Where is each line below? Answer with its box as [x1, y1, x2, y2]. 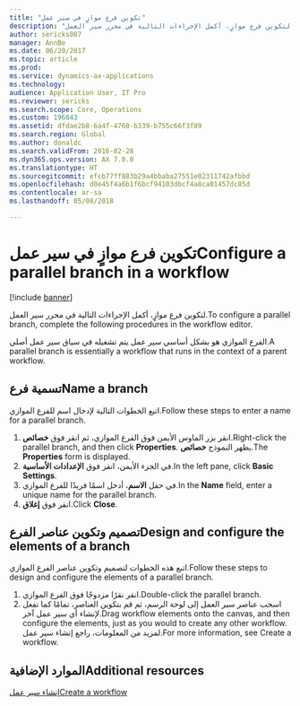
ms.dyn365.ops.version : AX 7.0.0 [9, 154, 134, 164]
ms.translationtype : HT [9, 163, 99, 172]
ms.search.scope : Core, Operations [9, 105, 142, 114]
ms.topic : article [9, 55, 78, 64]
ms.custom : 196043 [9, 113, 78, 122]
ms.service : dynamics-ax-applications [9, 72, 154, 81]
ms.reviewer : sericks [9, 96, 90, 106]
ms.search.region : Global [9, 130, 106, 139]
